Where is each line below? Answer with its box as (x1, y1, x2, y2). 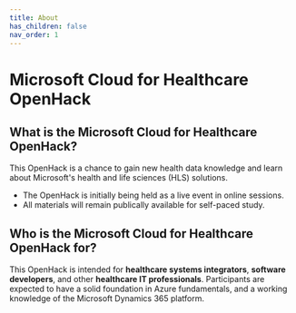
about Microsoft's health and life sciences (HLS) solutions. (9, 172, 229, 183)
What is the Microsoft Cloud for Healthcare (9, 124, 258, 140)
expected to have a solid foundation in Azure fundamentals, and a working (9, 283, 288, 295)
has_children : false (9, 22, 88, 31)
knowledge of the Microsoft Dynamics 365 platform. (9, 293, 204, 304)
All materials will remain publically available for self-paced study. (22, 200, 265, 210)
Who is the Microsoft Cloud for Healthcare (9, 226, 254, 241)
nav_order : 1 (9, 30, 59, 39)
